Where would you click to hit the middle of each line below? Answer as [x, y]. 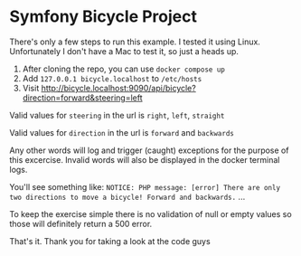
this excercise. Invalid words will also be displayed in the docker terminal [145, 159]
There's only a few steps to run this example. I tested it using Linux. [135, 42]
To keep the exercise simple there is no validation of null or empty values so [150, 213]
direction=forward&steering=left [82, 98]
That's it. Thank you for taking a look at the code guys [110, 241]
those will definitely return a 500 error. [81, 223]
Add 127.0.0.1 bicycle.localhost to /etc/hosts [112, 78]
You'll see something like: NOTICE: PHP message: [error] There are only [145, 186]
